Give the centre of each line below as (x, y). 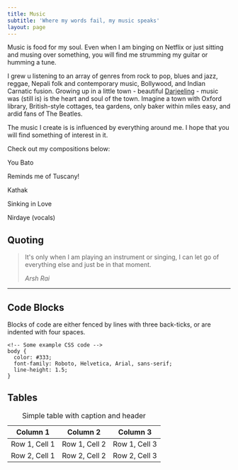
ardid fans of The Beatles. (45, 114)
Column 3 (135, 432)
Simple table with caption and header (84, 415)
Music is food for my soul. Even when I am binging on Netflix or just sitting (115, 48)
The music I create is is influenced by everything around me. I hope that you (118, 128)
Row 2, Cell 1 (33, 455)
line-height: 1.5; (41, 370)
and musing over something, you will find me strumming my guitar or (108, 55)
